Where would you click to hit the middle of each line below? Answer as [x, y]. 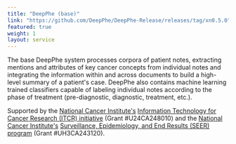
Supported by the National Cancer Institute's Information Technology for [112, 111]
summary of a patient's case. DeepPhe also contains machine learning [124, 82]
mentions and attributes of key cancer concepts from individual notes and [114, 67]
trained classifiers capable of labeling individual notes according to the [110, 90]
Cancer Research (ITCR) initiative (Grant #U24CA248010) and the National [115, 118]
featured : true [29, 27]
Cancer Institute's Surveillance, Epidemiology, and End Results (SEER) [109, 126]
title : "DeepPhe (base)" [44, 14]
